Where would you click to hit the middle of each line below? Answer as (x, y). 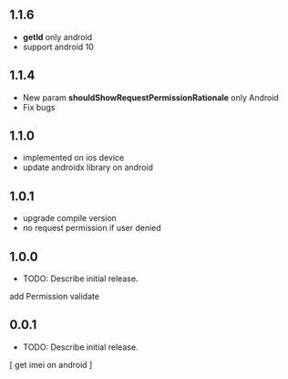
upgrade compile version (69, 218)
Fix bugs (39, 107)
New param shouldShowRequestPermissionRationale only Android (151, 97)
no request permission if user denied (92, 228)
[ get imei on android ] (51, 364)
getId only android (57, 37)
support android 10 (58, 47)
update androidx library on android (87, 167)
